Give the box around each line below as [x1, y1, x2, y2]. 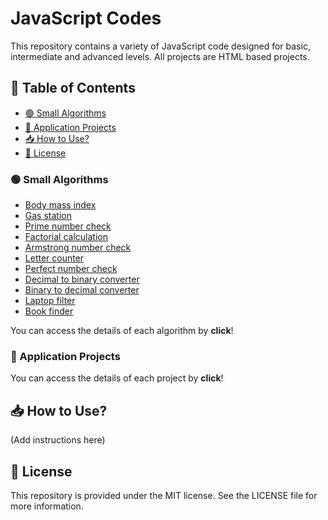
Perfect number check [24, 263, 118, 275]
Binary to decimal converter [24, 284, 140, 296]
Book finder [24, 305, 74, 317]
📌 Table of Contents [10, 80, 136, 97]
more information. [10, 500, 84, 512]
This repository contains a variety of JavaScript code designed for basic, [10, 40, 311, 52]
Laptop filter [24, 295, 76, 307]
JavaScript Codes [10, 7, 162, 30]
